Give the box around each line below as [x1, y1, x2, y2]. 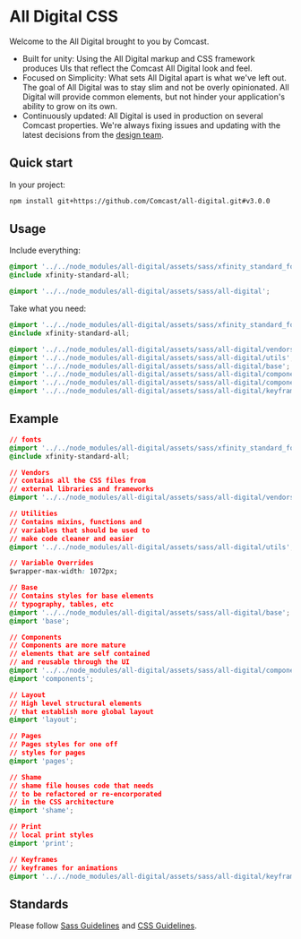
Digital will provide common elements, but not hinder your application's [21, 91, 285, 102]
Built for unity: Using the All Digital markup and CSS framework [21, 53, 255, 64]
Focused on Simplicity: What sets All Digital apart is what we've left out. [21, 72, 287, 82]
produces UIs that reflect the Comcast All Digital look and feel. [21, 63, 253, 73]
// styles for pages [9, 748, 87, 757]
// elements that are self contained [9, 650, 150, 659]
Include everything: [9, 245, 81, 256]
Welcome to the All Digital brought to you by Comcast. [9, 36, 210, 47]
